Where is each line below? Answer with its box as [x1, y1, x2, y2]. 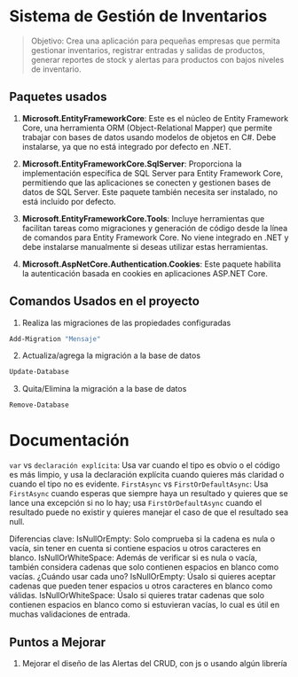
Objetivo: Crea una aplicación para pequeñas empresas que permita [30, 35, 281, 46]
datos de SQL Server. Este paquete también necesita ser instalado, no [21, 186, 278, 197]
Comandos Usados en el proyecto [9, 294, 200, 309]
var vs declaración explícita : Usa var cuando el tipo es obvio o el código [9, 460, 281, 471]
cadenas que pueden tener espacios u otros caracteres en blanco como [9, 580, 273, 591]
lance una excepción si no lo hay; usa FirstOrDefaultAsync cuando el [9, 498, 263, 509]
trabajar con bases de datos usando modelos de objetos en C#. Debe [21, 131, 277, 143]
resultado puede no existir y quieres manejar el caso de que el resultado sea [9, 507, 289, 517]
